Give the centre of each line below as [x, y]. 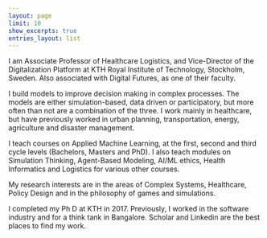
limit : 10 [25, 23]
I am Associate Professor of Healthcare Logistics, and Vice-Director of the [131, 61]
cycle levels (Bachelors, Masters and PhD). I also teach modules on [120, 152]
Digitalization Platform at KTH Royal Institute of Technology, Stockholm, [127, 70]
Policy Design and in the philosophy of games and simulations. [112, 193]
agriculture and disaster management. [72, 128]
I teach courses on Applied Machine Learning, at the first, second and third [133, 144]
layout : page [30, 16]
